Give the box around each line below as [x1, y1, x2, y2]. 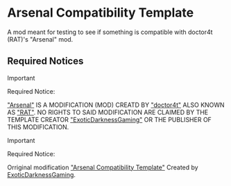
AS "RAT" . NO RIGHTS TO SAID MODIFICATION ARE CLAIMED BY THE [7, 108, 209, 116]
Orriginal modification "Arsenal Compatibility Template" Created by [7, 163, 199, 171]
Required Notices [7, 56, 84, 67]
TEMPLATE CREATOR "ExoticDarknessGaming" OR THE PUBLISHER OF [7, 115, 212, 124]
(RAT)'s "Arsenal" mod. [7, 35, 74, 43]
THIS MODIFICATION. [7, 123, 69, 131]
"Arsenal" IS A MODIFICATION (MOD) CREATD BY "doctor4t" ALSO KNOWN [7, 101, 225, 109]
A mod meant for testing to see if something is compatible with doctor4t [7, 28, 213, 36]
